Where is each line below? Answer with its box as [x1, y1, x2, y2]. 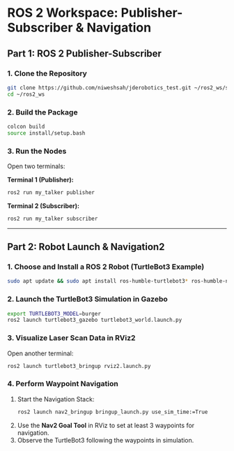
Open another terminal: [7, 349, 74, 357]
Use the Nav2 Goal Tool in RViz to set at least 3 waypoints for [17, 421, 195, 429]
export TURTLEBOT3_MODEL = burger [7, 310, 101, 317]
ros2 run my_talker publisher [7, 188, 95, 196]
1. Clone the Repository [7, 68, 87, 78]
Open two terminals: [7, 162, 65, 170]
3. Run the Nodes [7, 146, 67, 156]
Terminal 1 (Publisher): [7, 175, 75, 184]
